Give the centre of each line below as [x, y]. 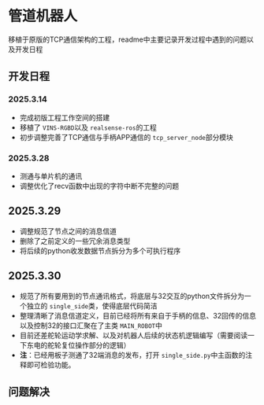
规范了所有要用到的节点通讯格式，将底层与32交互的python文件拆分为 [132, 296]
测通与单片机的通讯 [51, 176]
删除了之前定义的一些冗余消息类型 [75, 241]
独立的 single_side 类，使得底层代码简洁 [92, 306]
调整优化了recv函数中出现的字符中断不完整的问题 [99, 186]
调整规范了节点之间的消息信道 [68, 231]
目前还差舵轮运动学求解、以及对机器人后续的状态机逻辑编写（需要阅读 [134, 335]
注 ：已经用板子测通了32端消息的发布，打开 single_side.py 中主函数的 [132, 355]
